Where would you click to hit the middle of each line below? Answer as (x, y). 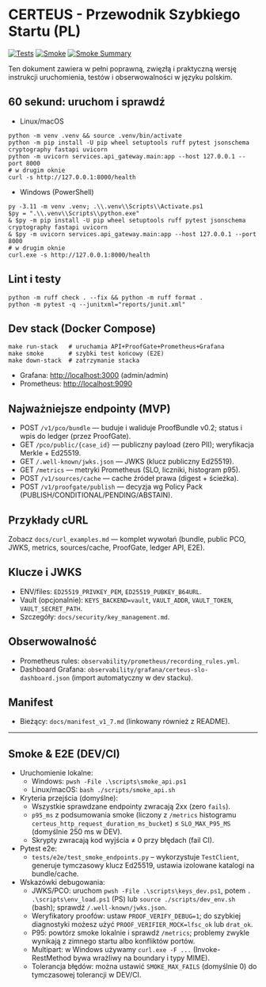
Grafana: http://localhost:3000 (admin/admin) (94, 375)
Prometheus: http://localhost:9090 (76, 384)
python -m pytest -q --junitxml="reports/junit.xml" (97, 304)
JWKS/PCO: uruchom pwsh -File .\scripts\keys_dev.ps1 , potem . (141, 891)
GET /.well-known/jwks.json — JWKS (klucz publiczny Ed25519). (127, 462)
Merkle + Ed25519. (50, 453)
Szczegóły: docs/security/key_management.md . (95, 616)
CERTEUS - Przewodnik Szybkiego (124, 15)
